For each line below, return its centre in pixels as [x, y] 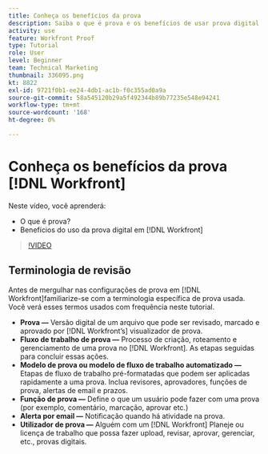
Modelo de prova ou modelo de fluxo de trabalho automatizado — [130, 364]
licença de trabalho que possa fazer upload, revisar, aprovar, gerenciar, [137, 432]
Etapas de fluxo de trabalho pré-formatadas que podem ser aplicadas [135, 373]
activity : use [32, 30]
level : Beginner [35, 61]
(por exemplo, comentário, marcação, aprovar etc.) [104, 407]
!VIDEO [40, 245]
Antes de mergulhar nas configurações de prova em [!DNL [105, 290]
